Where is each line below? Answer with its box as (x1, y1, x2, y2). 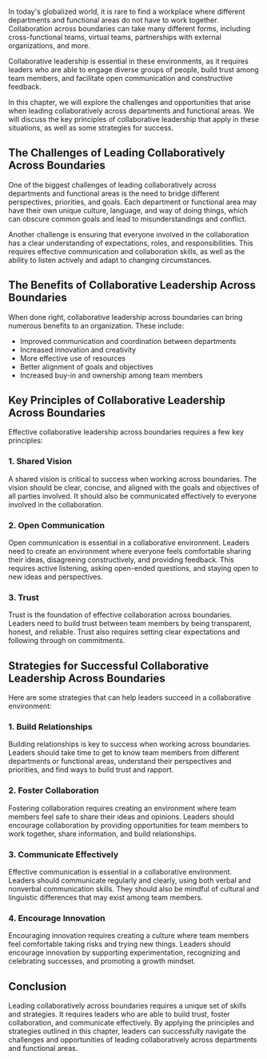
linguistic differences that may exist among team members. (8, 893, 204, 903)
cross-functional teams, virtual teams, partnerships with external (8, 32, 221, 42)
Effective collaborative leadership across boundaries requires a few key (8, 427, 244, 437)
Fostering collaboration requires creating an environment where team (8, 803, 237, 813)
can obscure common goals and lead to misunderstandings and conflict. (8, 214, 247, 224)
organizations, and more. (8, 41, 90, 51)
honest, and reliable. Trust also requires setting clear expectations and (8, 627, 241, 637)
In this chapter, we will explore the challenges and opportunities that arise (8, 98, 251, 107)
